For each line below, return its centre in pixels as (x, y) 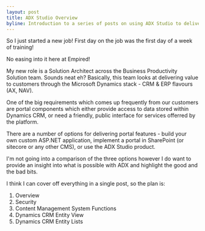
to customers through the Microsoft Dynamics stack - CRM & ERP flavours (100, 84)
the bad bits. (22, 172)
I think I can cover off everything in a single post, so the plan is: (86, 184)
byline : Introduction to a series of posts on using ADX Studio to (94, 23)
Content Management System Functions (66, 208)
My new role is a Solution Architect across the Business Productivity (92, 71)
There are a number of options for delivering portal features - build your (97, 134)
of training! (20, 47)
